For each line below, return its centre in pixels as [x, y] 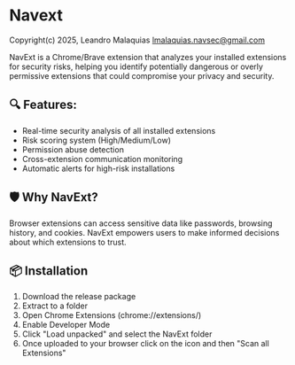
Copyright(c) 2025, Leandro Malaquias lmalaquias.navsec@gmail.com [137, 40]
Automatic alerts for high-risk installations [98, 168]
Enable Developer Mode [66, 325]
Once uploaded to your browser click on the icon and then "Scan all [146, 344]
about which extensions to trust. [68, 242]
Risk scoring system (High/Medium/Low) [96, 140]
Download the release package [79, 297]
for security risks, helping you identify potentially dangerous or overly [136, 66]
